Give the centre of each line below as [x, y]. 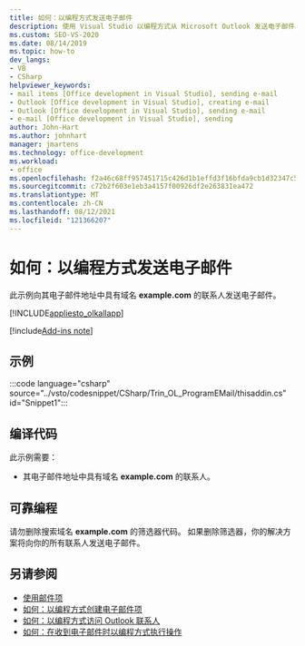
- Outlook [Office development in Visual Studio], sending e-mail [138, 111]
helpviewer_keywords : [50, 85]
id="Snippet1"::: [39, 403]
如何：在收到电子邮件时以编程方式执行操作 [102, 631]
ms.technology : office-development [77, 152]
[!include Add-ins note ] [51, 330]
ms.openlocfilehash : [49, 178]
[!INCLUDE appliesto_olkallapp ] [67, 313]
